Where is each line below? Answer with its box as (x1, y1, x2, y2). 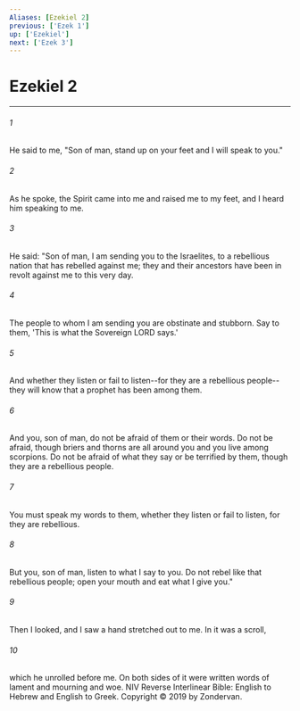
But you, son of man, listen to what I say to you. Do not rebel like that (9, 566, 262, 577)
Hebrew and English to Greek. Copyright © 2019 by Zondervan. (9, 691, 243, 702)
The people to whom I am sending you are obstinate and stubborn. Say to (9, 318, 279, 328)
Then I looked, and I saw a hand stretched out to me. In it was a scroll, (9, 624, 267, 635)
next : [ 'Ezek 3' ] (9, 37, 74, 47)
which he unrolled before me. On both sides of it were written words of (9, 673, 270, 683)
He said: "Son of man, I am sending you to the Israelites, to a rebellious (9, 251, 270, 261)
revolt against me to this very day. (9, 269, 134, 280)
